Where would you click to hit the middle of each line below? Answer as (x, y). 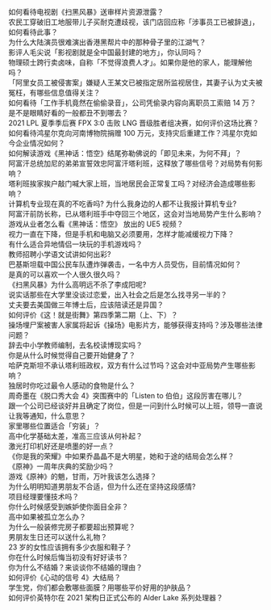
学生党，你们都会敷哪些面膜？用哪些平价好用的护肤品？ (100, 587)
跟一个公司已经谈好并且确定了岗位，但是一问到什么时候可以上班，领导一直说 (135, 406)
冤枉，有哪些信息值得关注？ (54, 93)
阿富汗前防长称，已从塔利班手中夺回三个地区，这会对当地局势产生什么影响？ (135, 214)
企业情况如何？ (40, 143)
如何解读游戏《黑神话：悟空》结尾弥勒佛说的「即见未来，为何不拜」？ (125, 153)
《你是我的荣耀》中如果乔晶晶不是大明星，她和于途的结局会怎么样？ (121, 456)
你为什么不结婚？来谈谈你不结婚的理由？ (75, 567)
